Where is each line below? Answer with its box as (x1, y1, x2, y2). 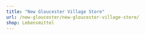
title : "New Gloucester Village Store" (6, 8, 105, 15)
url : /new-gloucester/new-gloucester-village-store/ (6, 14, 140, 20)
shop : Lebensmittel (6, 20, 55, 26)
